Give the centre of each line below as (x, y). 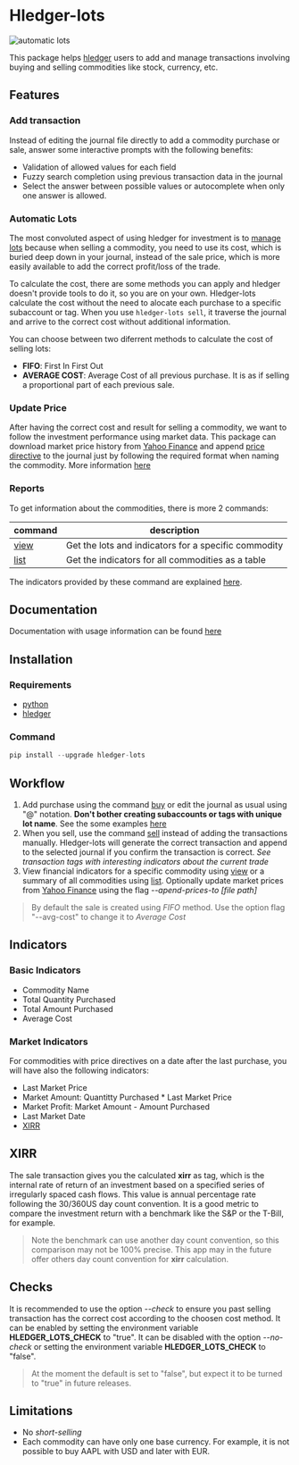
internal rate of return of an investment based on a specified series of (137, 1185)
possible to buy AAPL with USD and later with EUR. (116, 1452)
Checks (31, 1287)
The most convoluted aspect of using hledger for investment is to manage (145, 238)
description (174, 530)
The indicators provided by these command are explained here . (126, 582)
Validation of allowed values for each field (99, 167)
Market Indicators (49, 1042)
